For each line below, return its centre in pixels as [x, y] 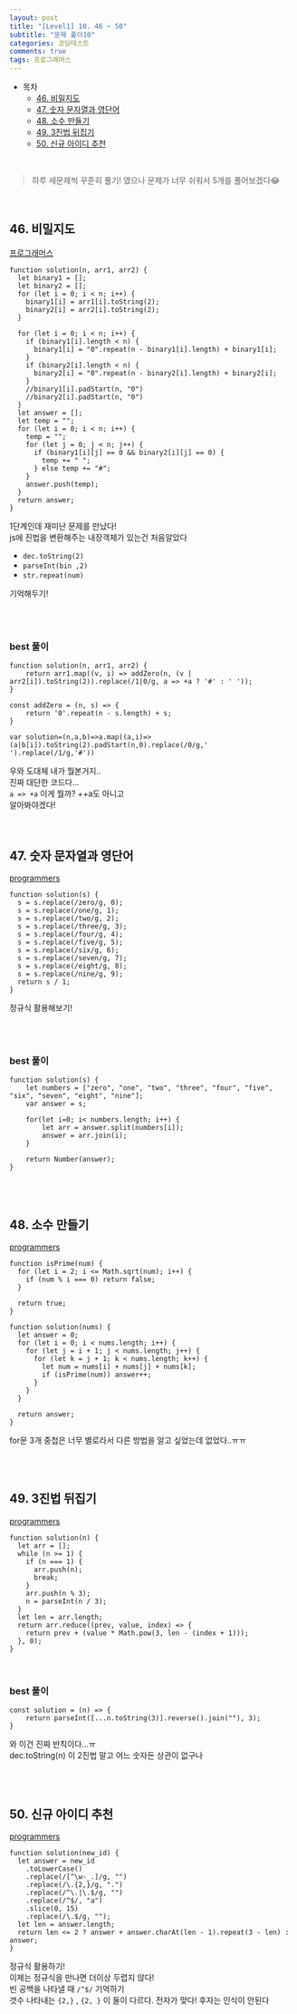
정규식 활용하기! [38, 1966]
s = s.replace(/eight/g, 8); [72, 966]
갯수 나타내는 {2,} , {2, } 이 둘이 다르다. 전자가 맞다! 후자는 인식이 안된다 [139, 1999]
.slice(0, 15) [52, 1908]
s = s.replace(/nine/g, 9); [71, 974]
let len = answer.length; [67, 1924]
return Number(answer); [71, 1160]
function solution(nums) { [60, 1328]
